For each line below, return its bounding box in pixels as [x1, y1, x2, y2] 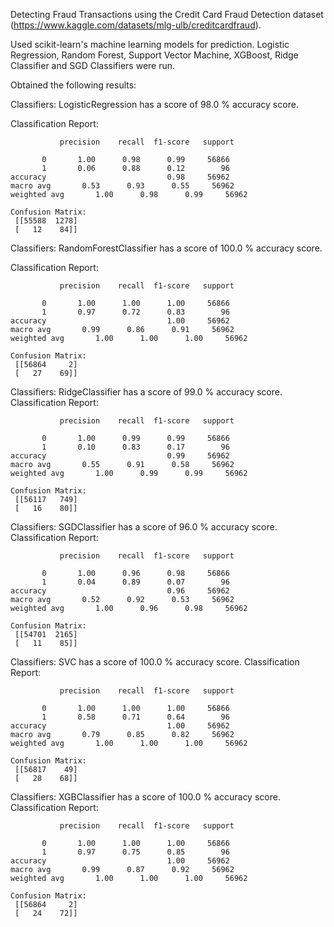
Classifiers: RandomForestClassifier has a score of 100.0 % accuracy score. [10, 242, 323, 254]
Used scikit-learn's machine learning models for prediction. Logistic [10, 39, 290, 50]
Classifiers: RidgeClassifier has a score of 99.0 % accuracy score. [10, 386, 283, 398]
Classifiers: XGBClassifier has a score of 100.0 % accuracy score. [10, 791, 281, 803]
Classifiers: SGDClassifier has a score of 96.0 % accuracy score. [10, 521, 278, 533]
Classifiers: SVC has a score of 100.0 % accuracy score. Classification [10, 656, 300, 668]
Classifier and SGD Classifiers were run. [10, 60, 176, 71]
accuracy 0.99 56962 [10, 451, 230, 461]
